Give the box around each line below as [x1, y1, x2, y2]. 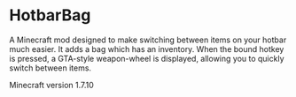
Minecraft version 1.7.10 [9, 79, 95, 90]
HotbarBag [9, 5, 91, 26]
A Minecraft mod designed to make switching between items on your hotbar [9, 34, 287, 45]
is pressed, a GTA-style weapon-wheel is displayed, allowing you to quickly [9, 53, 285, 63]
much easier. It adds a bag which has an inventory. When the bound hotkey [9, 43, 284, 54]
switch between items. [9, 63, 91, 73]
